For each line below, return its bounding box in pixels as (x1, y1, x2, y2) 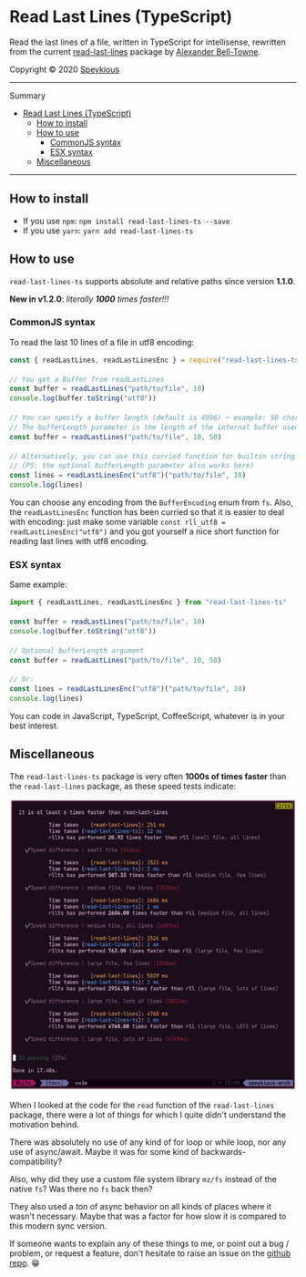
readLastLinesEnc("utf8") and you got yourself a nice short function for (9, 526, 280, 537)
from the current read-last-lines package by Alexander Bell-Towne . (9, 46, 261, 57)
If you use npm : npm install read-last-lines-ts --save (22, 215, 230, 226)
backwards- (200, 1146, 247, 1157)
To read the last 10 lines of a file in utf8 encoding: (9, 336, 195, 347)
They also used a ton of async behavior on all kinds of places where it (9, 1200, 271, 1211)
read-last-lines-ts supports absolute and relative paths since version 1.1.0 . (9, 275, 296, 286)
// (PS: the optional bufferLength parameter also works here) (9, 461, 255, 470)
